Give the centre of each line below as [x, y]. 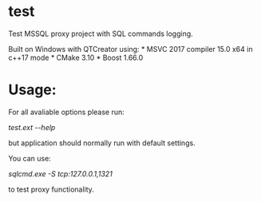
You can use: [30, 158]
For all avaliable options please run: [67, 112]
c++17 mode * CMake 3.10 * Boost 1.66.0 [76, 57]
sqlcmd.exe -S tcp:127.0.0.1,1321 [61, 173]
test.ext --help [32, 127]
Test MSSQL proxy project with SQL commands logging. [101, 34]
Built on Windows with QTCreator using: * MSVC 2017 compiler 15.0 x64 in [130, 49]
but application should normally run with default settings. [102, 143]
